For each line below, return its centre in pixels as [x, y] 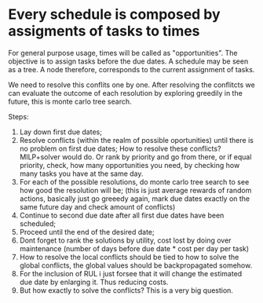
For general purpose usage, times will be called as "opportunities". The [123, 53]
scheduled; [38, 223]
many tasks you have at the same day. [81, 173]
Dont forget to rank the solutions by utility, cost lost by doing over [125, 240]
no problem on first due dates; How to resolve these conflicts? [120, 148]
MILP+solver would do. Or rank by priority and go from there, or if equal [135, 157]
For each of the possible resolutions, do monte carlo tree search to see [134, 181]
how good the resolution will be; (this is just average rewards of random [135, 190]
